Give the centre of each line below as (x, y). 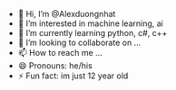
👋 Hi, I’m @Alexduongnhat (67, 14)
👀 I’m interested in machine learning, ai (90, 23)
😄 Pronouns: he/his (55, 66)
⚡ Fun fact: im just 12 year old (73, 76)
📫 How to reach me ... (60, 53)
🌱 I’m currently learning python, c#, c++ (93, 33)
